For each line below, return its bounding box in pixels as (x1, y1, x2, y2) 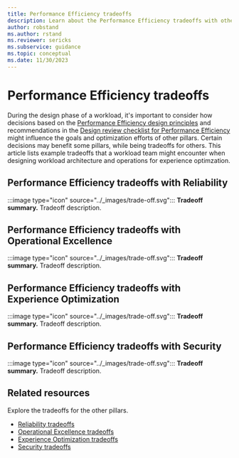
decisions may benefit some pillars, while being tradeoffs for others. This (7, 141, 221, 149)
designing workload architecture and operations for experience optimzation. (7, 156, 231, 164)
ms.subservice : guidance (7, 43, 81, 50)
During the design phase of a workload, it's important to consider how (7, 111, 213, 119)
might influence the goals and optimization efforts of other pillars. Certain (7, 133, 223, 142)
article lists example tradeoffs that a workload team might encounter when (7, 149, 225, 157)
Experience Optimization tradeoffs (17, 435, 119, 443)
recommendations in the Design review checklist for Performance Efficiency (7, 126, 230, 134)
